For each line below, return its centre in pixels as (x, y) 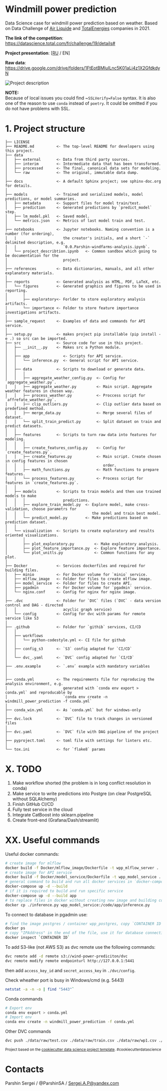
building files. (22, 570)
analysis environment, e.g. (34, 684)
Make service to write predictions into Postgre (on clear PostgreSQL (82, 793)
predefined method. (25, 408)
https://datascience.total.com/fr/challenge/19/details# (60, 43)
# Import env (19, 1017)
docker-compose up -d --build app (41, 896)
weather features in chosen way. (40, 391)
